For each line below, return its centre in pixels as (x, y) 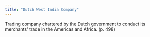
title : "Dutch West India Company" (42, 10)
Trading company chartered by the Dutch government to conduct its (75, 24)
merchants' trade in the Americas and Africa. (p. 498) (60, 29)
